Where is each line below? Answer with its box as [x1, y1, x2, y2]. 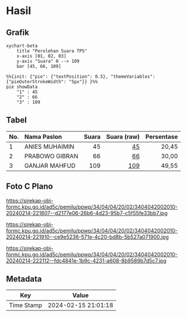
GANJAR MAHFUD [24, 161, 76, 169]
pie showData [6, 84, 38, 90]
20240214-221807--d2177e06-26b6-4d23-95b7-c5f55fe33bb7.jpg [6, 209, 168, 216]
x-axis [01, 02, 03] [16, 53, 67, 59]
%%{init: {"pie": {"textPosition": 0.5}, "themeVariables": [6, 74, 156, 80]
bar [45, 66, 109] [16, 63, 61, 69]
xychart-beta [6, 43, 38, 49]
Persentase [145, 132, 178, 141]
